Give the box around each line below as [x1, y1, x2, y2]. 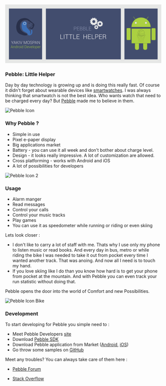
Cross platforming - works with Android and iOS [12, 157, 111, 163]
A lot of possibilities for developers [12, 163, 84, 169]
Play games [12, 217, 36, 223]
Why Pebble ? [5, 120, 39, 127]
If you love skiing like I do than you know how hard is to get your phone [12, 268, 158, 274]
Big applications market [12, 141, 61, 148]
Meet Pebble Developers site [12, 331, 72, 337]
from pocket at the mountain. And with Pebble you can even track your [12, 273, 157, 279]
